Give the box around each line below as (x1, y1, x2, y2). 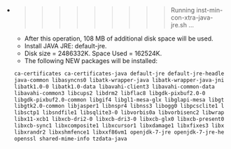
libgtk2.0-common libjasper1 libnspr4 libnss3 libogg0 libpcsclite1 (13, 103, 218, 110)
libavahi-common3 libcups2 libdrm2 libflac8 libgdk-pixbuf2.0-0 (13, 90, 206, 97)
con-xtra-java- (170, 13, 213, 22)
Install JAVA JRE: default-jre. (24, 42, 107, 50)
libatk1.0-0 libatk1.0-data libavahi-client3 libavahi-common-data (13, 83, 215, 90)
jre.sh (170, 21, 188, 29)
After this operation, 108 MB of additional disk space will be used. (24, 34, 213, 43)
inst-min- (195, 6, 223, 14)
